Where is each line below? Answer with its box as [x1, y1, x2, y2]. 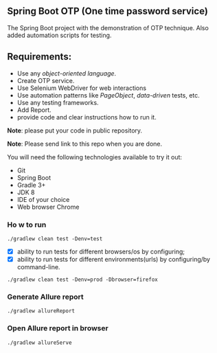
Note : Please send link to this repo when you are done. [7, 139, 163, 148]
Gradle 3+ [16, 181, 46, 189]
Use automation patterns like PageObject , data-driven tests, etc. [16, 91, 201, 99]
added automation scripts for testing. [7, 31, 112, 39]
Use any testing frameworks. [16, 98, 99, 106]
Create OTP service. [16, 76, 75, 84]
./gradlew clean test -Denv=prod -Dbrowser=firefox [7, 276, 158, 284]
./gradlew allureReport [7, 308, 76, 315]
